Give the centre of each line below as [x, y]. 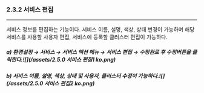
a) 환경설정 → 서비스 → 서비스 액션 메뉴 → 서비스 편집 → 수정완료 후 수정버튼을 [99, 52]
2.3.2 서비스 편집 [30, 9]
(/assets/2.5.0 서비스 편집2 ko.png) [51, 83]
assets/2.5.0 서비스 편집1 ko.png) [74, 59]
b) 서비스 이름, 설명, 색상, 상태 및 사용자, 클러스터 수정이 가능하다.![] [86, 76]
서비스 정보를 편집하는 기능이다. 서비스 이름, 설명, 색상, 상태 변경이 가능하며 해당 [100, 30]
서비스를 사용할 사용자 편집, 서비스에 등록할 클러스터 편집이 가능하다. [87, 37]
